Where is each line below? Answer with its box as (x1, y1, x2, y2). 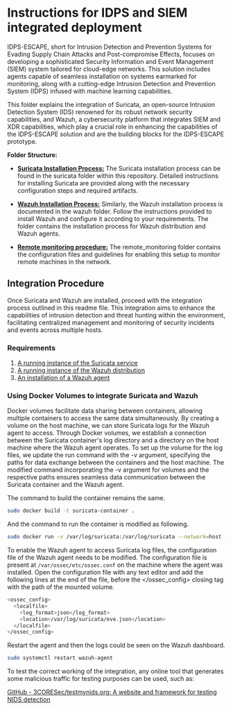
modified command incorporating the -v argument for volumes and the (7, 465, 209, 474)
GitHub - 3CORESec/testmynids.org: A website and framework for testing (7, 688, 217, 696)
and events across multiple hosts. (7, 325, 103, 334)
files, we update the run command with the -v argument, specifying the (7, 451, 211, 459)
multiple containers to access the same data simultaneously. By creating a (7, 414, 220, 422)
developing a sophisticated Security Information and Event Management (7, 57, 214, 65)
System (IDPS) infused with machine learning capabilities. (7, 87, 173, 95)
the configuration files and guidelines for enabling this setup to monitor (17, 250, 221, 258)
